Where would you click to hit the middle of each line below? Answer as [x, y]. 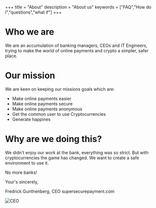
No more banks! [21, 172]
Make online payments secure [42, 104]
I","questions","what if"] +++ [33, 12]
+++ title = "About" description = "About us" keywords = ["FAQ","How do [78, 7]
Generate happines [31, 119]
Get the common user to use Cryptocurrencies [59, 114]
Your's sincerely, [22, 182]
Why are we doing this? [54, 139]
